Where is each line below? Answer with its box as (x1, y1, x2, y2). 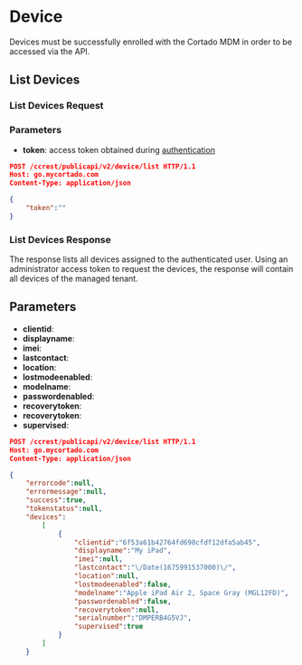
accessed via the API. (9, 45, 90, 56)
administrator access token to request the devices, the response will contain (9, 264, 294, 275)
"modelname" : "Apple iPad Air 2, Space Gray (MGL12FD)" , (73, 588, 289, 597)
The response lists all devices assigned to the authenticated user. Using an (9, 254, 288, 265)
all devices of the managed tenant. (9, 274, 138, 284)
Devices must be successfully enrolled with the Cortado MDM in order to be (9, 36, 292, 47)
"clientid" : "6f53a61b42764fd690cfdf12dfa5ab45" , (73, 537, 260, 547)
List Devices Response (9, 233, 111, 246)
